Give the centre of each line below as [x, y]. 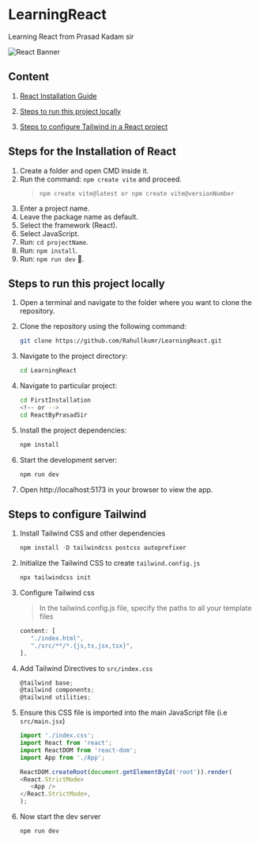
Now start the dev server [60, 817]
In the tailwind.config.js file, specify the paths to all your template [145, 608]
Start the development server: [68, 460]
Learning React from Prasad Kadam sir [71, 36]
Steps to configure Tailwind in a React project [94, 126]
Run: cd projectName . [54, 242]
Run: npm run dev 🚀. [52, 258]
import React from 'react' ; [66, 743]
